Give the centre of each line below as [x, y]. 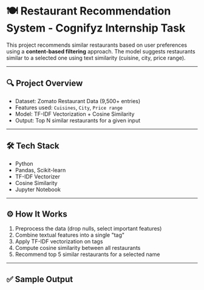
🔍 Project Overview [45, 83]
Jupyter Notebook [38, 189]
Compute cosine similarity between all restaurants [78, 248]
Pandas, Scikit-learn [40, 170]
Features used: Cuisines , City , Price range [69, 107]
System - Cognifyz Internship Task [96, 28]
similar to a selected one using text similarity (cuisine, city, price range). [96, 58]
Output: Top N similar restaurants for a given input [78, 120]
